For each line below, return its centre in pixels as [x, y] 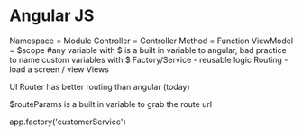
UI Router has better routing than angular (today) [100, 86]
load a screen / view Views [59, 69]
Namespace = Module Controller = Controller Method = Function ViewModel [151, 41]
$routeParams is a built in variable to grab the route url [111, 104]
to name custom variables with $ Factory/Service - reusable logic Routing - [149, 59]
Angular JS [52, 16]
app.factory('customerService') [68, 122]
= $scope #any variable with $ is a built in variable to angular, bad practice [148, 50]
